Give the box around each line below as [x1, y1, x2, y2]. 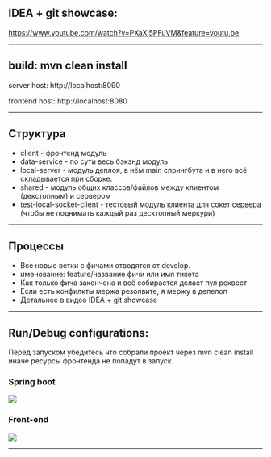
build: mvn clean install [8, 59, 127, 73]
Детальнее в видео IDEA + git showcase [19, 295, 158, 305]
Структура [8, 127, 66, 140]
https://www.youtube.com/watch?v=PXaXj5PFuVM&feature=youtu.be [8, 27, 240, 37]
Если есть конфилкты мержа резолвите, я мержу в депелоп [19, 287, 228, 296]
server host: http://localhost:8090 [8, 80, 121, 90]
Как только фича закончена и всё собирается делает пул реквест [19, 278, 248, 287]
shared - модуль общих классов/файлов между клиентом [19, 182, 219, 192]
